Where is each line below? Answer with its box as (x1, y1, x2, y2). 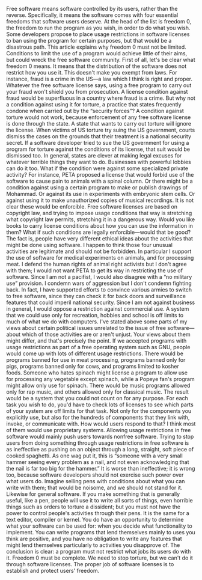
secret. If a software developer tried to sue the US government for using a (6, 139, 189, 146)
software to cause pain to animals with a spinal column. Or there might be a (6, 177, 194, 185)
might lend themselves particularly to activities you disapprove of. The (6, 542, 180, 549)
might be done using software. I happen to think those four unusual (6, 242, 173, 248)
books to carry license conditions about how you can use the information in (6, 222, 194, 229)
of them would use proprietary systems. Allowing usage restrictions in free (6, 427, 191, 433)
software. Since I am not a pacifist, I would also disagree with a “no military (6, 273, 192, 280)
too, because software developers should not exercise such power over (6, 471, 184, 478)
